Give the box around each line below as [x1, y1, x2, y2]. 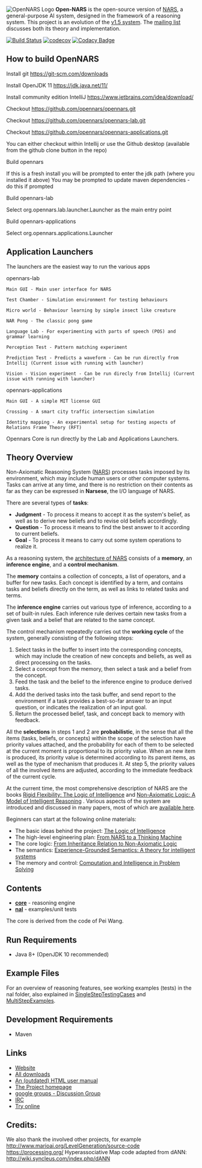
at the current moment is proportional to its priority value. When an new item [6, 747, 195, 755]
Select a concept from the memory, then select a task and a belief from [14, 665, 192, 673]
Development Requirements [6, 1014, 113, 1025]
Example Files [6, 968, 60, 979]
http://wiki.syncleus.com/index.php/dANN [6, 1155, 111, 1163]
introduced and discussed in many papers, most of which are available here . [6, 804, 195, 811]
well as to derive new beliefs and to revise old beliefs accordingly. [14, 517, 179, 524]
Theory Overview [6, 453, 73, 463]
